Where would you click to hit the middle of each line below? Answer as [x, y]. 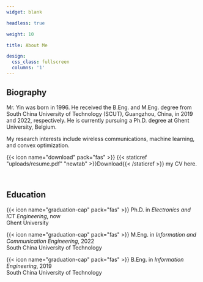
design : [16, 56]
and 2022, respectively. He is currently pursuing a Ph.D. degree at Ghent [98, 120]
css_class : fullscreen [41, 62]
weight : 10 [20, 34]
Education [26, 195]
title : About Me [27, 45]
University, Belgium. [31, 127]
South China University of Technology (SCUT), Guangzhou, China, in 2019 [100, 113]
